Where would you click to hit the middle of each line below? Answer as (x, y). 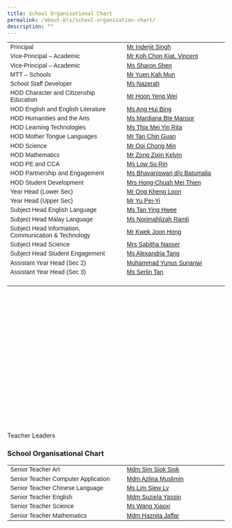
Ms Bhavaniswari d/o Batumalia (169, 173)
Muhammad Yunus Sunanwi (164, 263)
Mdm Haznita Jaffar (153, 515)
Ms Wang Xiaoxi (148, 506)
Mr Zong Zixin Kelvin (154, 155)
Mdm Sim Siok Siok (153, 470)
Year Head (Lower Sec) (42, 191)
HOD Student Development (47, 182)
